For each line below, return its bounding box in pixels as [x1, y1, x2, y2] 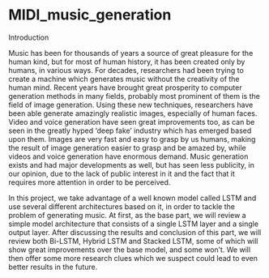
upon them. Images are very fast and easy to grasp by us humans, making [8, 134, 256, 143]
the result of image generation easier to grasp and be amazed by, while [8, 143, 246, 152]
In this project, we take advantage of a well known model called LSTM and [8, 193, 257, 203]
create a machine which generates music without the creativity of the [8, 74, 241, 83]
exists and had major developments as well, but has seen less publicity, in [8, 160, 255, 169]
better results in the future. [8, 262, 98, 272]
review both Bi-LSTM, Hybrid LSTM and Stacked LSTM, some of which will [8, 236, 258, 246]
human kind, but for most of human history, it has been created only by [8, 57, 246, 66]
